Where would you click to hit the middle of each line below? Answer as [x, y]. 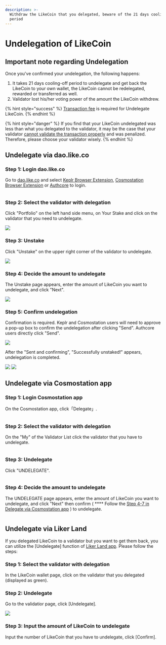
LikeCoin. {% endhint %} [30, 114]
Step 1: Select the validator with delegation [58, 564]
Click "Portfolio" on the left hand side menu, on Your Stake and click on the [81, 213]
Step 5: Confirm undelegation [41, 312]
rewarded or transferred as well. [45, 94]
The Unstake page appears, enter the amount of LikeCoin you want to [76, 284]
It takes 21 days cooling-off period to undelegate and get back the [80, 83]
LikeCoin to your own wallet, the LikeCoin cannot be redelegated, [79, 89]
